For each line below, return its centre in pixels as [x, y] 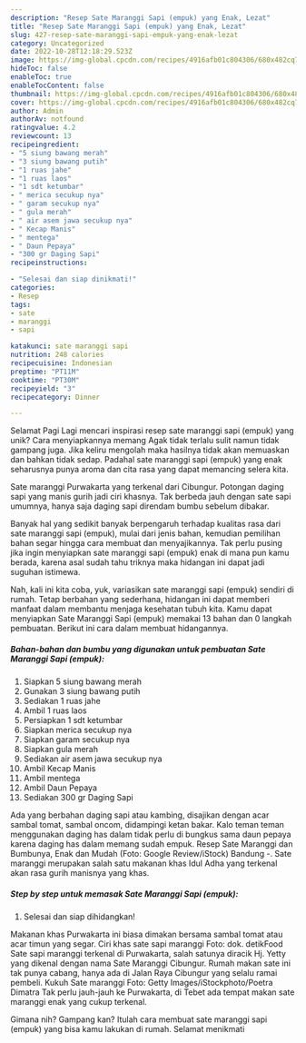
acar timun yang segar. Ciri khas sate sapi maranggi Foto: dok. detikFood [147, 944]
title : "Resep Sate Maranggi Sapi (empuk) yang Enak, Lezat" [128, 26]
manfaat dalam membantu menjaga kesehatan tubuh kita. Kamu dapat [141, 609]
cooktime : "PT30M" [45, 380]
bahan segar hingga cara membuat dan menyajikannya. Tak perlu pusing [146, 543]
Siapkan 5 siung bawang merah [82, 681]
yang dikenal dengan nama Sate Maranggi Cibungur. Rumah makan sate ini [151, 963]
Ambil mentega [52, 779]
